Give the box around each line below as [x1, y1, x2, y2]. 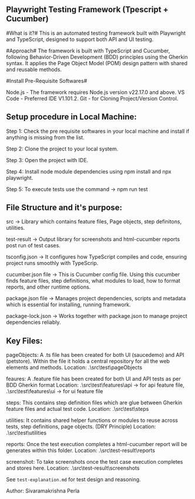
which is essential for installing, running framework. [6, 301, 131, 308]
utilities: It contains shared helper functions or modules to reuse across [6, 417, 178, 424]
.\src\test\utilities [6, 429, 47, 437]
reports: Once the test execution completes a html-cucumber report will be [6, 441, 187, 448]
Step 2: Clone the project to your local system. [6, 145, 119, 152]
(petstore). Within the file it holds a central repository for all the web [6, 358, 170, 365]
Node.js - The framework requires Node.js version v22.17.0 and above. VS [6, 88, 185, 96]
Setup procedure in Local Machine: [6, 112, 137, 122]
